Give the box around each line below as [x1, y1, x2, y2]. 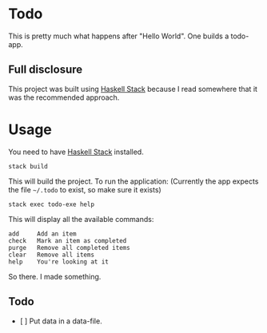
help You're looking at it [8, 257, 110, 266]
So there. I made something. [8, 272, 102, 281]
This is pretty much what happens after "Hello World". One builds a [8, 31, 229, 41]
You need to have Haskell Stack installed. [8, 147, 144, 157]
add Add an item [8, 229, 78, 238]
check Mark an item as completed [8, 236, 127, 244]
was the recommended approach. [8, 93, 120, 102]
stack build [8, 162, 48, 170]
